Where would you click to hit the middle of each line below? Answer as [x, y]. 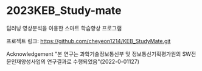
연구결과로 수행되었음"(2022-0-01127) [93, 61]
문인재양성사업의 [26, 61]
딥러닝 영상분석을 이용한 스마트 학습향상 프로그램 [64, 28]
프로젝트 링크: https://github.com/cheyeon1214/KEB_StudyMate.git [89, 41]
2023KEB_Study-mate [64, 11]
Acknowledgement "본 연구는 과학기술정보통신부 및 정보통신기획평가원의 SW [99, 54]
